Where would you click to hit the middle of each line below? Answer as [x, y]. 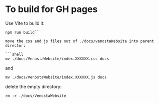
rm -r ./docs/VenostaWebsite [36, 96]
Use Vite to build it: [25, 23]
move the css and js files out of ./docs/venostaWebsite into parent [80, 41]
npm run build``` [23, 32]
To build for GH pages [52, 9]
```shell [14, 54]
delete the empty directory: [33, 86]
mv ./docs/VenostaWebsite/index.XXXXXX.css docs [57, 59]
